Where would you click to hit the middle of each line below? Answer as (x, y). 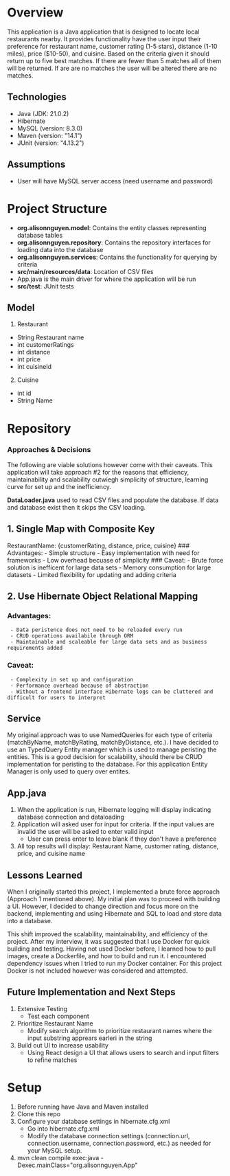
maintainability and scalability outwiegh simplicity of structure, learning (108, 479)
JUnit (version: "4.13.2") (50, 143)
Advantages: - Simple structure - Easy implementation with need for (104, 553)
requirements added (35, 648)
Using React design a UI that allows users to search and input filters (123, 1052)
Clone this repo (38, 1113)
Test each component (58, 1016)
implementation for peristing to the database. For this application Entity (107, 765)
